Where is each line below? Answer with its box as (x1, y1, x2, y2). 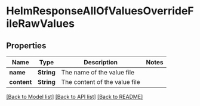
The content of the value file (61, 78, 140, 86)
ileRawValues (6, 17, 75, 30)
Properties (6, 40, 47, 51)
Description (83, 58, 118, 66)
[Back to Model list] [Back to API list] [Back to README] (6, 93, 143, 100)
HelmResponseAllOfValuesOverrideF (6, 4, 194, 18)
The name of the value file (61, 68, 135, 76)
